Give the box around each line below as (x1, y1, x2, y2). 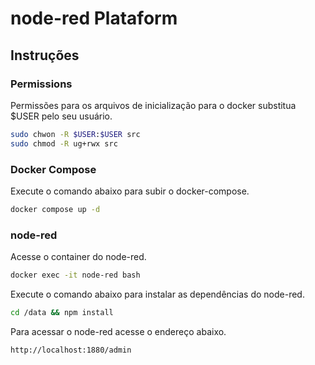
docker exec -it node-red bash (10, 270, 141, 281)
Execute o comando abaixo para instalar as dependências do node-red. (10, 288, 305, 300)
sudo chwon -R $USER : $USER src (10, 129, 141, 139)
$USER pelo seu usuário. (10, 110, 113, 122)
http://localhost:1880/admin (10, 345, 132, 355)
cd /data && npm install (10, 307, 114, 317)
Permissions (10, 77, 73, 91)
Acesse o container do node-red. (10, 251, 147, 263)
